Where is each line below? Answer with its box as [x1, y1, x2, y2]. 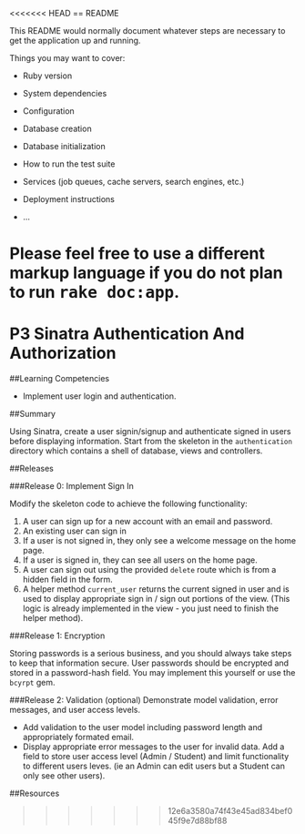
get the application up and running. [9, 36, 141, 46]
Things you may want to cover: [9, 53, 126, 63]
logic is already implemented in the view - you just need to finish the [22, 603, 280, 614]
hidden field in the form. [22, 574, 114, 585]
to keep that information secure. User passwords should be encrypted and [9, 657, 290, 668]
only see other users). [22, 770, 106, 781]
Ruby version [22, 70, 73, 81]
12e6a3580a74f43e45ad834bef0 [168, 806, 293, 817]
